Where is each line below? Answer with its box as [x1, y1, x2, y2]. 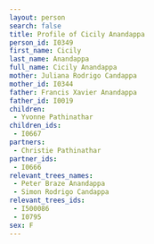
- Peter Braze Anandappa [12, 180, 105, 189]
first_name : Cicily [9, 46, 82, 55]
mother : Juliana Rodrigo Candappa [9, 72, 138, 80]
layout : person [9, 13, 66, 22]
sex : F [9, 221, 34, 230]
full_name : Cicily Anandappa [9, 63, 118, 72]
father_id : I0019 [9, 96, 74, 105]
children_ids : [9, 122, 62, 130]
